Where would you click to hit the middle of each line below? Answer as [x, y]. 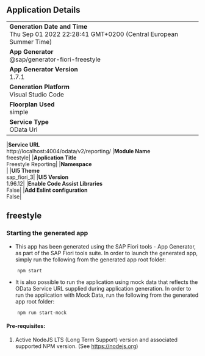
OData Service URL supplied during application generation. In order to [103, 288]
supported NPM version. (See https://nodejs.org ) [77, 346]
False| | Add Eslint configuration [47, 190]
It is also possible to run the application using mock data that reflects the [106, 282]
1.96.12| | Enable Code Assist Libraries [54, 183]
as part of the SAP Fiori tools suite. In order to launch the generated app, [106, 253]
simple [19, 112]
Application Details [43, 10]
